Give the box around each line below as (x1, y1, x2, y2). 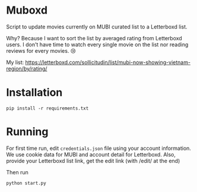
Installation (6, 86, 63, 100)
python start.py (6, 180, 46, 186)
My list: (6, 59, 24, 66)
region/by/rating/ (6, 65, 47, 72)
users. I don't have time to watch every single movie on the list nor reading (6, 41, 189, 48)
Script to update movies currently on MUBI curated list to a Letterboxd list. (6, 23, 188, 30)
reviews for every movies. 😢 (6, 47, 76, 54)
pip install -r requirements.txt (6, 105, 89, 111)
